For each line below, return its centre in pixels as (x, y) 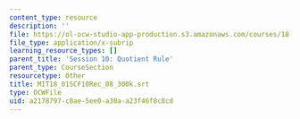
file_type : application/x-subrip (71, 42)
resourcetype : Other (48, 76)
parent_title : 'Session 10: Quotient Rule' (92, 59)
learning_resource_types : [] (63, 51)
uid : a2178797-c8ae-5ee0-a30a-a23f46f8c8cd (92, 101)
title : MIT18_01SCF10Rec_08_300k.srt (79, 84)
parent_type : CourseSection (62, 68)
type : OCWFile (36, 92)
